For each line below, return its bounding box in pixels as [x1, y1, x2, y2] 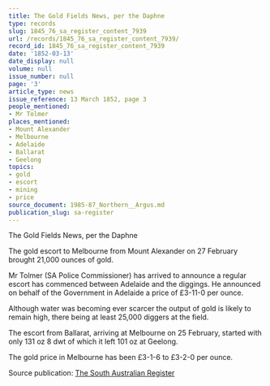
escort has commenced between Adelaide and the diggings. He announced [8, 280, 261, 289]
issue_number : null [8, 72, 75, 80]
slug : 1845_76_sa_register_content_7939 [8, 27, 148, 35]
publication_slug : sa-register [8, 208, 114, 216]
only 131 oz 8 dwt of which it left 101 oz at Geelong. [8, 336, 178, 346]
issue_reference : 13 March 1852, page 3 [8, 95, 148, 103]
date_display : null [8, 58, 75, 66]
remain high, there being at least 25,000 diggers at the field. [8, 312, 209, 322]
